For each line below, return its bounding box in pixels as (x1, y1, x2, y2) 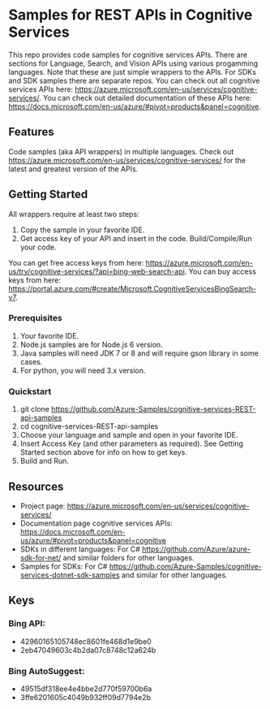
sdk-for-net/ (19, 552, 62, 562)
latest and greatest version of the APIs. (8, 164, 139, 174)
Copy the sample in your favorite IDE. (19, 225, 145, 235)
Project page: (19, 501, 66, 511)
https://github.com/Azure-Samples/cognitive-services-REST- (51, 404, 256, 414)
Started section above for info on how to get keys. (19, 447, 188, 457)
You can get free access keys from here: (8, 257, 144, 267)
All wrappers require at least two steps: (8, 209, 139, 218)
